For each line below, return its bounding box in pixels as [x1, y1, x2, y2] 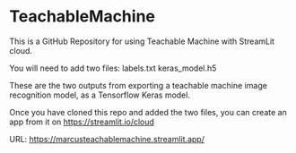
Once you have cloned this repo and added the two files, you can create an [9, 106, 287, 117]
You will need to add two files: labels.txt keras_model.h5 [9, 63, 217, 73]
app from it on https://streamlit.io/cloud [9, 116, 155, 127]
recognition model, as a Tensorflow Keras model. [9, 89, 191, 100]
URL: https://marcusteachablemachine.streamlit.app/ [9, 133, 205, 144]
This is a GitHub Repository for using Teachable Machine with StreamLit [9, 36, 275, 47]
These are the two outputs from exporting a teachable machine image [9, 80, 267, 90]
